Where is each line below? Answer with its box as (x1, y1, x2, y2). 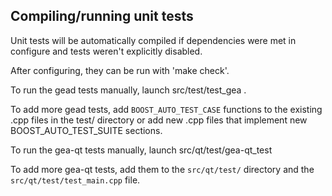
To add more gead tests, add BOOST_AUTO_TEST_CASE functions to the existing (10, 103, 323, 115)
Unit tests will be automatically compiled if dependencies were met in (10, 34, 297, 46)
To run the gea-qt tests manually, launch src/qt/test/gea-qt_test (10, 144, 273, 156)
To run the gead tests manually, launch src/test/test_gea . (10, 84, 247, 96)
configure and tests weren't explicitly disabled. (10, 45, 203, 57)
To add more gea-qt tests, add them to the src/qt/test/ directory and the (10, 163, 315, 175)
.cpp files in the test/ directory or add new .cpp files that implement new (10, 114, 308, 126)
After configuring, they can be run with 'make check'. (10, 64, 230, 76)
